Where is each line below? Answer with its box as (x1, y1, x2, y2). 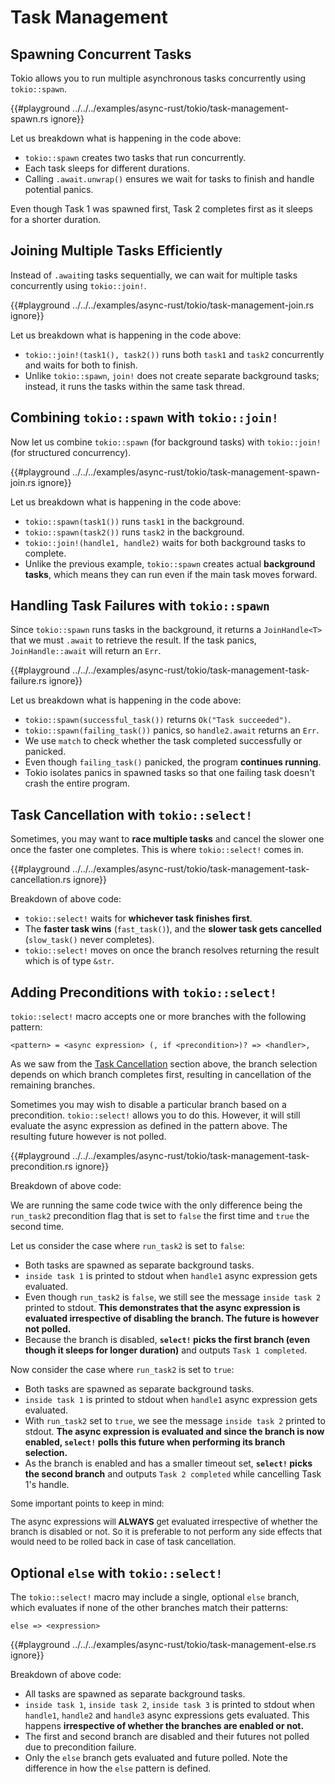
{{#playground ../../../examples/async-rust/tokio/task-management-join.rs (10, 299, 315, 311)
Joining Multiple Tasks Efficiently (10, 242, 223, 260)
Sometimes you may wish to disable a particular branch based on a (10, 1099, 287, 1111)
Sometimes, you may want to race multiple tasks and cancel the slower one (10, 833, 325, 845)
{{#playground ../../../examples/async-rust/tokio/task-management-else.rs (10, 1639, 317, 1651)
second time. (10, 1221, 65, 1233)
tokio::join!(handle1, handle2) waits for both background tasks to (24, 536, 306, 548)
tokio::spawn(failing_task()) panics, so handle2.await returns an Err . (24, 724, 320, 736)
